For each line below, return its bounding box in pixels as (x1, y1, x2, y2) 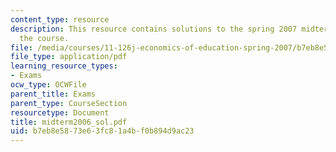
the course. (19, 33, 70, 43)
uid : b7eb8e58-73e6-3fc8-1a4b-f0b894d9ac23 (10, 126, 195, 136)
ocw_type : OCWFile (10, 80, 87, 90)
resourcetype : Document (10, 107, 110, 118)
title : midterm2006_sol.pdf (10, 117, 128, 127)
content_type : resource (10, 14, 110, 25)
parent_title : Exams (10, 89, 97, 99)
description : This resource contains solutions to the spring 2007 (10, 24, 298, 34)
